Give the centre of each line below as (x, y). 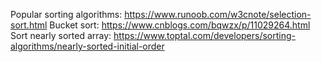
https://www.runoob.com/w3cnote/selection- (218, 14)
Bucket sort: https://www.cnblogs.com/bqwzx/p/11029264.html (180, 25)
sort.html (29, 25)
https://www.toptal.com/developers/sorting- (205, 35)
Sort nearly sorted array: (61, 35)
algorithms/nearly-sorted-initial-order (87, 46)
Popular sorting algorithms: (66, 14)
